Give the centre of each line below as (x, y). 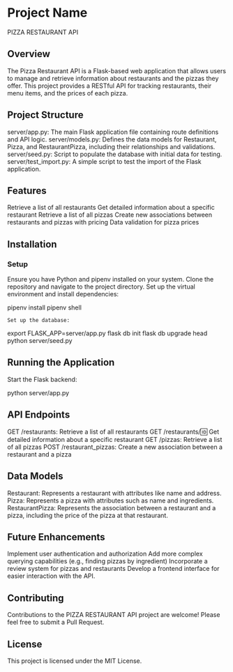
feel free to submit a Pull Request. (56, 623)
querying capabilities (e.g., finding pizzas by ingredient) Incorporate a (107, 561)
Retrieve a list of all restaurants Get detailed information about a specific (111, 208)
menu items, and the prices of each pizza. (68, 93)
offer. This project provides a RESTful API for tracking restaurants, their (109, 86)
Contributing (36, 598)
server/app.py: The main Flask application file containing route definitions (113, 132)
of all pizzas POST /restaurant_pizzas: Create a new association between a (115, 447)
